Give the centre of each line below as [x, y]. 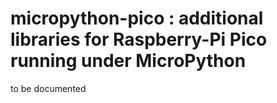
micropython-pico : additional [137, 18]
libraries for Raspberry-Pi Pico [139, 39]
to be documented [48, 88]
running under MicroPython [128, 61]
